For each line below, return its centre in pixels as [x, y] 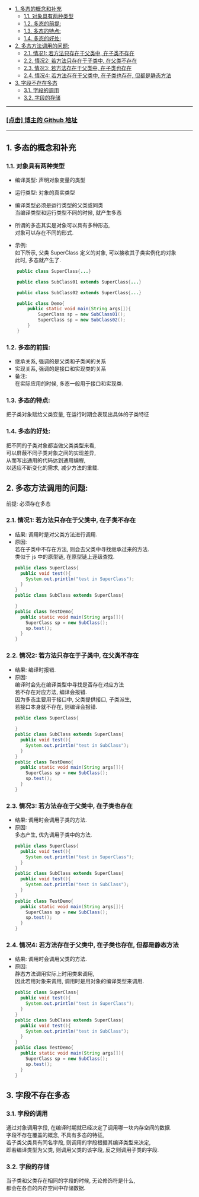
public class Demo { [41, 303]
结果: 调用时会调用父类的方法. [51, 959]
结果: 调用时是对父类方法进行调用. [56, 534]
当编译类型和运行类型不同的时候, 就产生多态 [68, 212]
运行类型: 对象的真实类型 [45, 192]
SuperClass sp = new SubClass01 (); [82, 314]
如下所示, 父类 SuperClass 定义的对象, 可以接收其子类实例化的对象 [95, 252]
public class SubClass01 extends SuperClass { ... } [79, 282]
